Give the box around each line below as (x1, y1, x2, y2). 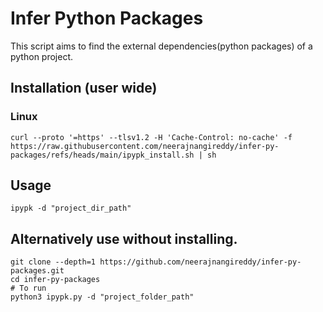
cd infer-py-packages (10, 275, 101, 285)
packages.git (10, 266, 65, 276)
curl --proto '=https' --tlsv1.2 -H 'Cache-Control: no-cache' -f (10, 132, 293, 142)
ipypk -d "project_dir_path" (10, 203, 132, 214)
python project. (10, 50, 74, 62)
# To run (10, 283, 47, 294)
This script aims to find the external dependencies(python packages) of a (10, 40, 313, 52)
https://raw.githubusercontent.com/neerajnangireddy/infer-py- (10, 141, 280, 151)
